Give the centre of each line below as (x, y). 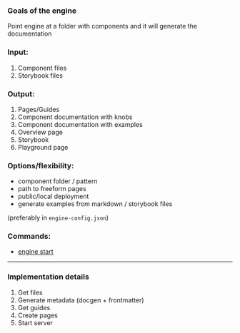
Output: (21, 93)
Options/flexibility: (41, 165)
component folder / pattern (57, 181)
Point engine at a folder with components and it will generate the (102, 26)
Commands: (29, 236)
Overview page (40, 132)
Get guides (34, 307)
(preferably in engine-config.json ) (58, 218)
